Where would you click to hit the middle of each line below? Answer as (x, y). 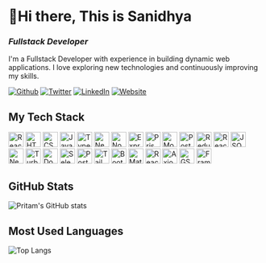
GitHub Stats (41, 186)
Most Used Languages (66, 231)
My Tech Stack (46, 117)
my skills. (24, 76)
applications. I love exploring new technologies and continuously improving (133, 68)
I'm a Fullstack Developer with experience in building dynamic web (119, 59)
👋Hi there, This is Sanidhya (100, 16)
